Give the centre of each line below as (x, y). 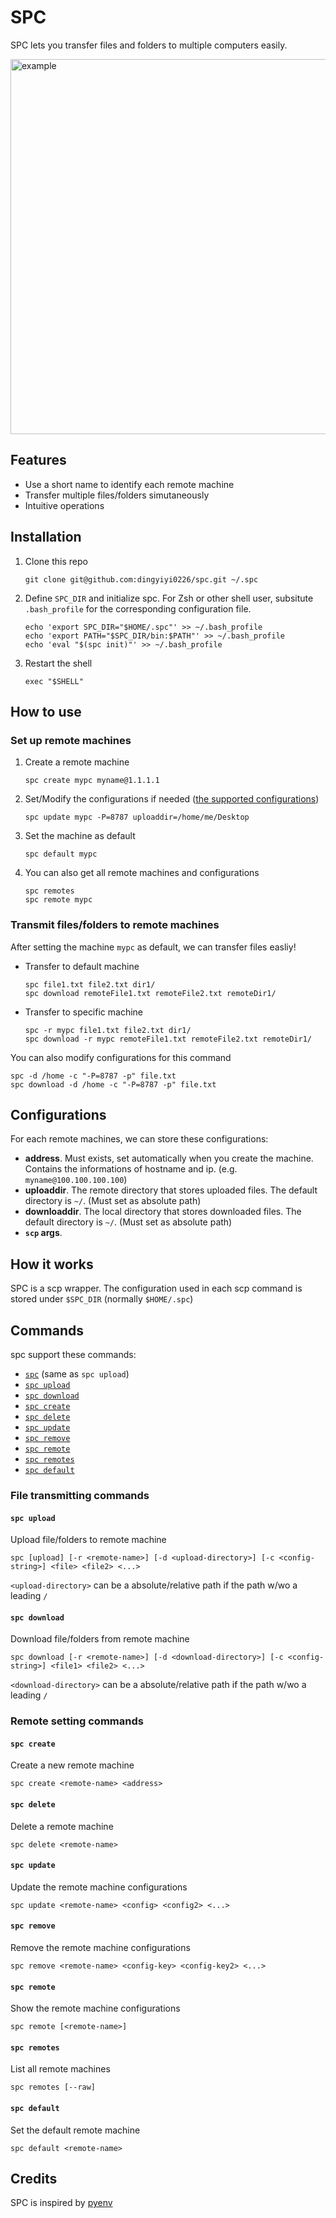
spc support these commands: (73, 1354)
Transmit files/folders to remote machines (115, 925)
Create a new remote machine (72, 1765)
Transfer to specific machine (83, 1012)
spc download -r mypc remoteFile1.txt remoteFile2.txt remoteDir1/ (168, 1039)
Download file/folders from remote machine (100, 1639)
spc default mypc (61, 854)
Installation (46, 537)
